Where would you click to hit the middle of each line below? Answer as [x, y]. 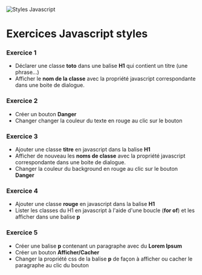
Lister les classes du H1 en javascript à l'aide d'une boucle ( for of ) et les [105, 210]
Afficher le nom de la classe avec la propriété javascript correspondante [105, 79]
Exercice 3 [22, 136]
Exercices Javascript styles [77, 34]
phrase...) [27, 72]
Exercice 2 [22, 101]
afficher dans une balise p [47, 217]
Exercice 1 [21, 53]
